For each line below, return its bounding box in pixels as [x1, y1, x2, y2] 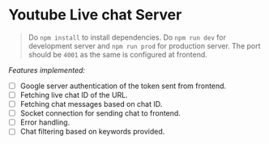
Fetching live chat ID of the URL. [19, 91, 128, 100]
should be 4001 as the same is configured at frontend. [28, 49, 208, 59]
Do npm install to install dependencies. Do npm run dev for [28, 32, 227, 42]
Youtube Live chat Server [8, 6, 182, 24]
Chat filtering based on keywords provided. [19, 127, 165, 137]
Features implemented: [8, 65, 86, 74]
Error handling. [19, 117, 70, 127]
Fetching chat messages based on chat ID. [19, 100, 163, 109]
